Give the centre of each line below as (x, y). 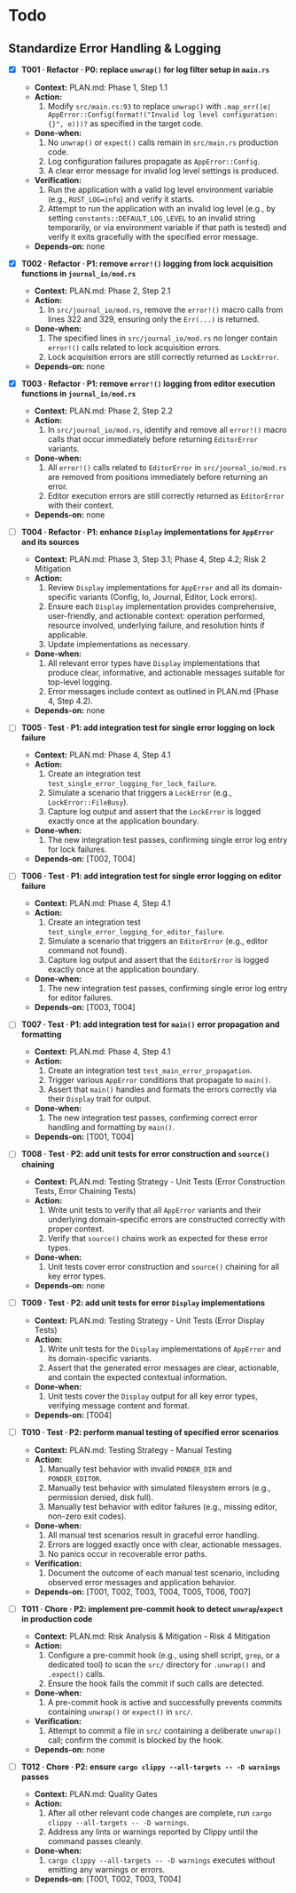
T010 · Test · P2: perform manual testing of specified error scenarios (150, 1432)
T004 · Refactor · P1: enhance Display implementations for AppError (148, 532)
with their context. (81, 505)
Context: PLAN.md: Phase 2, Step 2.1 (102, 291)
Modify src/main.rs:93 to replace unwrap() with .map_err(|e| (160, 107)
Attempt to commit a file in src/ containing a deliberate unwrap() (164, 1730)
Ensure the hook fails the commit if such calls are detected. (156, 1683)
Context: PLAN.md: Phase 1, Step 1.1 (101, 88)
